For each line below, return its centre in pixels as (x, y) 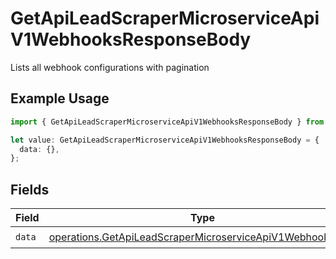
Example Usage (60, 98)
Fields (30, 189)
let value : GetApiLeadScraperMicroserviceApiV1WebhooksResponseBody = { (165, 140)
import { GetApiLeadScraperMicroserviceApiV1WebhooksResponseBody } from (167, 122)
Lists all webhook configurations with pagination (110, 67)
